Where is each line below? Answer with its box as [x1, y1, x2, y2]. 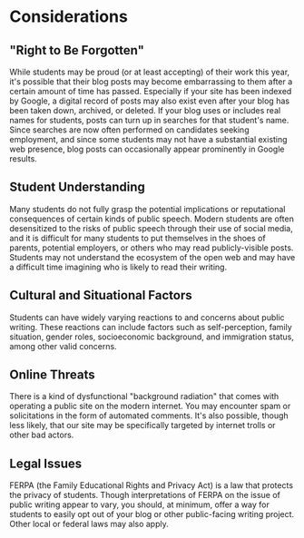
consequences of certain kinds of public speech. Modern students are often [9, 213, 295, 224]
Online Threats [9, 367, 95, 383]
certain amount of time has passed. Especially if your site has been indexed [9, 86, 292, 96]
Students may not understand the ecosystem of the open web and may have [9, 251, 296, 262]
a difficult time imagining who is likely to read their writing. [9, 261, 228, 272]
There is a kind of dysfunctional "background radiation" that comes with [9, 391, 279, 402]
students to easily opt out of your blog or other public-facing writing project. [9, 509, 295, 520]
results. [9, 153, 38, 164]
